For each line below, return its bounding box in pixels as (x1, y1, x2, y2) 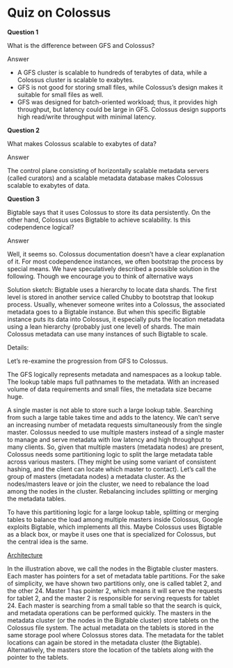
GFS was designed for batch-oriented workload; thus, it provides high (17, 97, 218, 106)
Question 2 (7, 126, 40, 134)
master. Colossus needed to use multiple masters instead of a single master (7, 427, 225, 436)
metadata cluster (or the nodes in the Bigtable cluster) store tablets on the (7, 616, 219, 624)
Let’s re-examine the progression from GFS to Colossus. (7, 357, 168, 365)
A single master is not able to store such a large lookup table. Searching (7, 405, 214, 414)
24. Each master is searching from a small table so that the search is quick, (7, 601, 223, 610)
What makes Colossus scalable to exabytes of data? (7, 139, 156, 147)
